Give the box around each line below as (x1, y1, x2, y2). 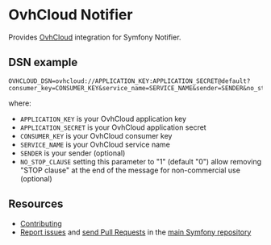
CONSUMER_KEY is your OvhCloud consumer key (19, 131, 173, 140)
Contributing (19, 218, 62, 228)
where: (8, 98, 32, 108)
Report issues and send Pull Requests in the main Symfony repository (19, 227, 252, 237)
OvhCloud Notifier (8, 6, 133, 24)
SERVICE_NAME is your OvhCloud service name (19, 139, 171, 149)
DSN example (8, 56, 78, 69)
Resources (8, 197, 64, 211)
